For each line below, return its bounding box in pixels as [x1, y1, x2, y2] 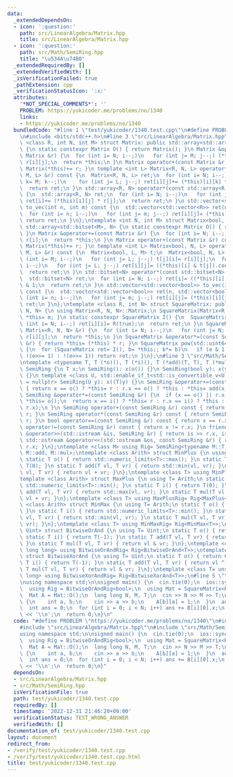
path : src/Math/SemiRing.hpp [19, 49, 104, 56]
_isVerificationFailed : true [13, 74, 98, 82]
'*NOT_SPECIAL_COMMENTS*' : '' [19, 101, 107, 108]
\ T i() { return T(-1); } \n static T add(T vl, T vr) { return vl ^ [19, 559, 225, 566]
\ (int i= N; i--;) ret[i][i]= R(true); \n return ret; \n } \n [19, 320, 203, 327]
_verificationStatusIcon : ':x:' [13, 88, 107, 95]
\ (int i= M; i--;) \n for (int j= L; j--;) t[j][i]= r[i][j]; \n [19, 256, 216, 263]
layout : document [7, 734, 58, 741]
